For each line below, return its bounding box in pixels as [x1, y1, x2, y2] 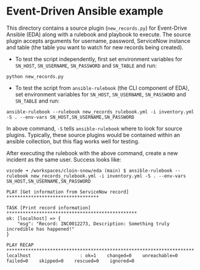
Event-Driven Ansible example [6, 4, 164, 18]
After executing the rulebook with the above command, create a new [6, 149, 178, 157]
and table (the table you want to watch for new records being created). [6, 44, 184, 51]
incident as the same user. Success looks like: [6, 156, 122, 163]
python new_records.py [6, 73, 64, 79]
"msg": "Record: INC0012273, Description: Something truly [17, 220, 170, 227]
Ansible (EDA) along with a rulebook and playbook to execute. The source [6, 30, 191, 38]
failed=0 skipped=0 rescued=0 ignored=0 [6, 258, 135, 264]
